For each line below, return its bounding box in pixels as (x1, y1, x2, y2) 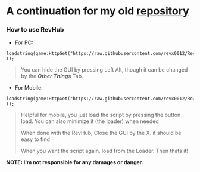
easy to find (20, 136, 51, 143)
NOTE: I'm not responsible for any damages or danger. (6, 159, 144, 166)
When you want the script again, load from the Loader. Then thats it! (20, 148, 189, 155)
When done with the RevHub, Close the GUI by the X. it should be (20, 130, 182, 137)
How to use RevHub (6, 26, 64, 34)
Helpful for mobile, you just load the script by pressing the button (20, 112, 181, 119)
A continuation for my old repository (6, 4, 189, 18)
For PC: (14, 39, 34, 46)
